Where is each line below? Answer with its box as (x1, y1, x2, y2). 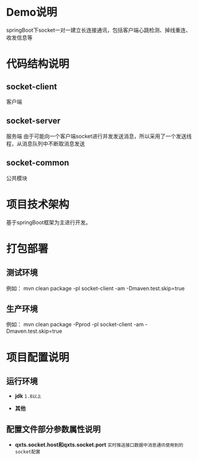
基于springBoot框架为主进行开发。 (6, 218, 92, 226)
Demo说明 (6, 5, 57, 19)
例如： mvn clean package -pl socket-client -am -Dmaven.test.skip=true (6, 284, 185, 291)
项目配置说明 (6, 350, 70, 364)
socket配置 (14, 449, 41, 455)
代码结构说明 (6, 58, 70, 71)
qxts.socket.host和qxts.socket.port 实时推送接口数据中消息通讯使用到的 (14, 441, 184, 449)
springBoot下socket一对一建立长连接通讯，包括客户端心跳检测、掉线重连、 (6, 26, 191, 34)
